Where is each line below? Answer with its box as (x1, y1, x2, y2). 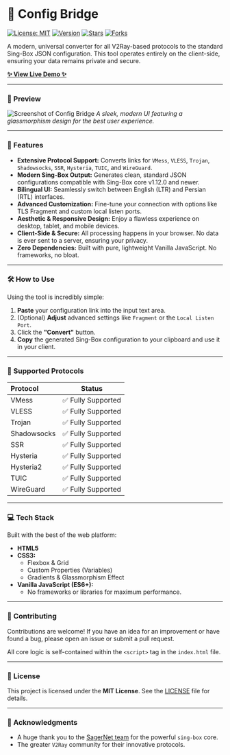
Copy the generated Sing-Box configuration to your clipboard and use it (16, 335, 220, 344)
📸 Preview (7, 94, 41, 104)
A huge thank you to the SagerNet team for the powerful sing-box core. (16, 733, 218, 741)
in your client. (16, 342, 56, 350)
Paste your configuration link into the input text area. (16, 306, 166, 314)
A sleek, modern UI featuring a (95, 110, 183, 118)
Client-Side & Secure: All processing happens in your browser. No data (16, 229, 219, 237)
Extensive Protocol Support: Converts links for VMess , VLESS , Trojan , (16, 156, 210, 164)
